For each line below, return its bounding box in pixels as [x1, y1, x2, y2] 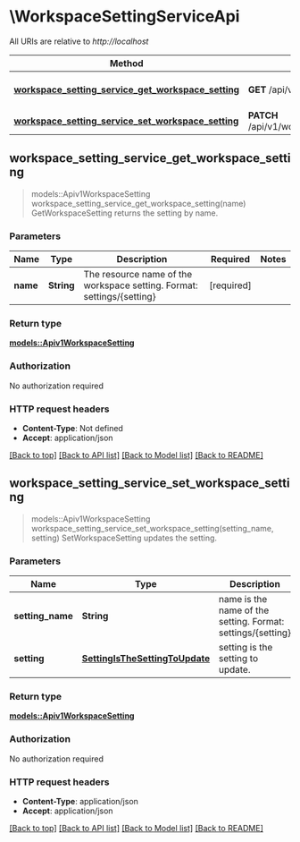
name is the [218, 593, 268, 606]
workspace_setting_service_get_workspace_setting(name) [30, 198, 246, 208]
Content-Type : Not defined [21, 422, 123, 433]
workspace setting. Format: [83, 279, 198, 292]
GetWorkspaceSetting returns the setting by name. [30, 208, 219, 218]
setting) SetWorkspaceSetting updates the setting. [30, 532, 217, 543]
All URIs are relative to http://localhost [9, 36, 149, 47]
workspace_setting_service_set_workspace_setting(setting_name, [30, 523, 274, 533]
